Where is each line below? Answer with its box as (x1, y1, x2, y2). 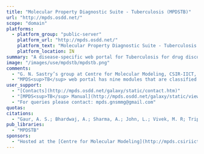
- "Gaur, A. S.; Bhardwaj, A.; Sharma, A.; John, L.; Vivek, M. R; (12, 116, 186, 122)
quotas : (6, 104, 26, 111)
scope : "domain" (6, 20, 47, 26)
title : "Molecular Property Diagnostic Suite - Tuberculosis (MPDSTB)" (6, 8, 191, 15)
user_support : (6, 82, 42, 89)
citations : (6, 110, 34, 116)
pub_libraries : (6, 122, 45, 128)
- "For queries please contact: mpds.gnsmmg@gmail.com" (12, 99, 156, 105)
